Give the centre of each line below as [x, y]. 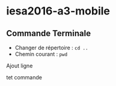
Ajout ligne [20, 66]
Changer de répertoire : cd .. [51, 48]
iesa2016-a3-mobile [58, 11]
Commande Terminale [49, 33]
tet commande [24, 77]
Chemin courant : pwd [41, 54]
